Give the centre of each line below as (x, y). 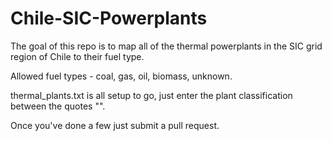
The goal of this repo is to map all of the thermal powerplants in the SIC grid (166, 46)
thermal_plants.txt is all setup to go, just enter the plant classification (151, 95)
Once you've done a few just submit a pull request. (115, 125)
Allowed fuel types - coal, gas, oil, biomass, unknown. (121, 76)
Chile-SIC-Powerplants (109, 18)
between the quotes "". (58, 106)
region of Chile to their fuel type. (77, 56)
